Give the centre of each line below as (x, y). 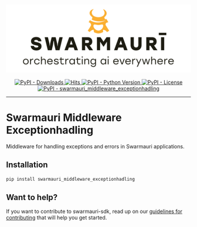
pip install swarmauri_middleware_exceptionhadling (70, 179)
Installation (27, 165)
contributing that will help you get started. (57, 218)
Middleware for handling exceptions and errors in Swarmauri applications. (95, 146)
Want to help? (32, 197)
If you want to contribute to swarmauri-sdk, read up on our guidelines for (94, 211)
